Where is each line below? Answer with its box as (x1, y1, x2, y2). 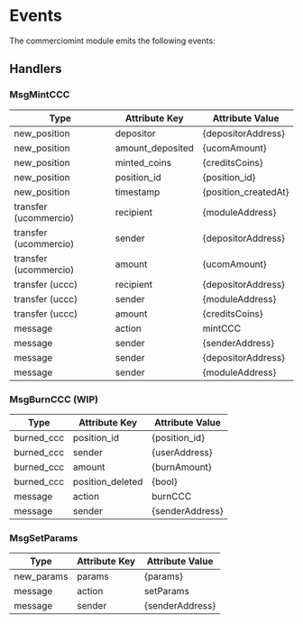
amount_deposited (115, 142, 194, 154)
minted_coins (115, 156, 172, 169)
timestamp (115, 186, 161, 198)
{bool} (151, 475, 178, 488)
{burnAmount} (151, 461, 212, 473)
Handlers (9, 61, 62, 77)
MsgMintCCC (9, 88, 70, 101)
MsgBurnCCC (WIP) (9, 393, 99, 406)
